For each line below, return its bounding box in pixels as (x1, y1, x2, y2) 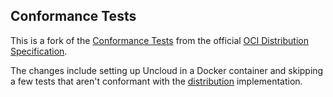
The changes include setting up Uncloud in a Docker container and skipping (10, 64, 324, 76)
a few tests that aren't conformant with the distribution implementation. (10, 75, 303, 87)
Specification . (10, 45, 68, 57)
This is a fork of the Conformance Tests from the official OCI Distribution (10, 34, 309, 46)
